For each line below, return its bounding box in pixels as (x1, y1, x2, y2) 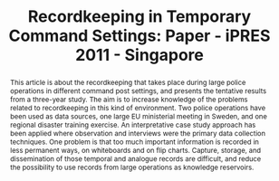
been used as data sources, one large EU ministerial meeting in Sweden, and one (9, 111, 268, 121)
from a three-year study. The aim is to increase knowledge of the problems (9, 94, 248, 104)
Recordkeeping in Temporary (27, 6, 252, 27)
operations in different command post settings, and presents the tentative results (9, 86, 266, 96)
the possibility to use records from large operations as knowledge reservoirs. (9, 162, 255, 172)
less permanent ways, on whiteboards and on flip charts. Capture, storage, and (9, 145, 262, 155)
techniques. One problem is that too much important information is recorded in (9, 137, 259, 147)
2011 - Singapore (74, 45, 205, 65)
